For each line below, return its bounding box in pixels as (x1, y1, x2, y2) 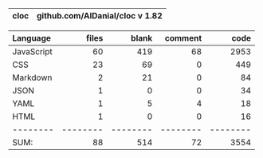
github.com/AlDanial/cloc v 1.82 (36, 10, 163, 21)
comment (164, 33, 202, 43)
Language (12, 33, 52, 43)
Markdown (12, 72, 53, 83)
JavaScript (12, 46, 53, 57)
